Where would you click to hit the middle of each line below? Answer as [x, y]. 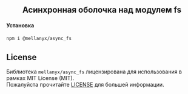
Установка [20, 25]
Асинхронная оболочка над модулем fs [102, 10]
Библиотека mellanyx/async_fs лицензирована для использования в [94, 72]
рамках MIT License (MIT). [40, 78]
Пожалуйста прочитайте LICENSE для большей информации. [86, 85]
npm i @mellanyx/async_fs [39, 38]
